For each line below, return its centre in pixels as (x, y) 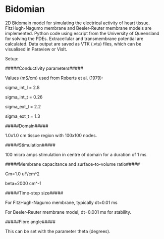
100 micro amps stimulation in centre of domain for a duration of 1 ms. (76, 154)
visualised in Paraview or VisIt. (36, 49)
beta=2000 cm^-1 (23, 183)
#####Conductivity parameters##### (44, 68)
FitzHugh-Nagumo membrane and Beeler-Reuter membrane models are (79, 28)
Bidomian (25, 9)
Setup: (12, 58)
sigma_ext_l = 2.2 (23, 106)
